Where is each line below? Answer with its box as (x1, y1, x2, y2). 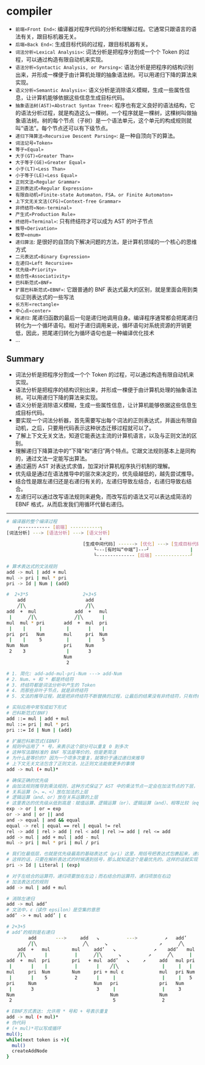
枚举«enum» (15, 232, 41, 238)
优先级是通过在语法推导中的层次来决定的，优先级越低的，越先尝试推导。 (15, 470, 197, 477)
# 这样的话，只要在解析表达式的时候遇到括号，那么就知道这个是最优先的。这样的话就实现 (6, 856, 198, 863)
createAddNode (12, 1048, 48, 1054)
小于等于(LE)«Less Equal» (15, 172, 77, 178)
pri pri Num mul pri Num (6, 631, 108, 637)
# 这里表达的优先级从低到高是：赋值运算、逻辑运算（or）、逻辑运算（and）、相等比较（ (6, 800, 194, 806)
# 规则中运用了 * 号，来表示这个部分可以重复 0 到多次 (6, 743, 128, 750)
